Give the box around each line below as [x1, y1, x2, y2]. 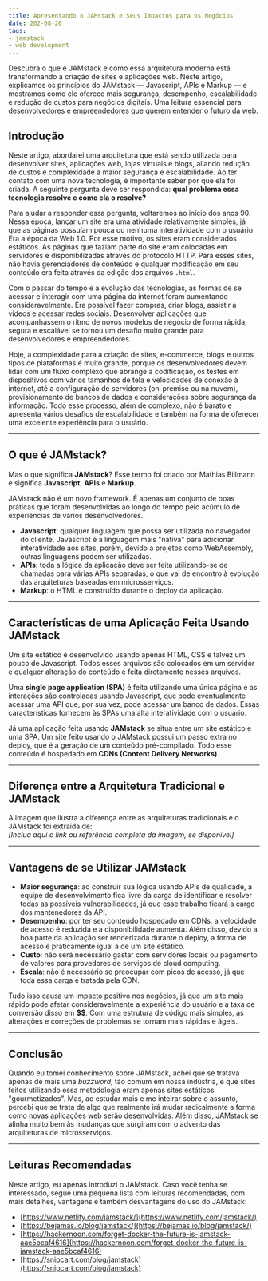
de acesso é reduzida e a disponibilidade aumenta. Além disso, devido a [19, 924, 258, 934]
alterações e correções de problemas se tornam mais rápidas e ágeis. [8, 1016, 238, 1026]
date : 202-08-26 [8, 19, 62, 27]
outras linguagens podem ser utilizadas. [19, 551, 152, 561]
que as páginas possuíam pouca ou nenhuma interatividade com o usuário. [8, 225, 255, 234]
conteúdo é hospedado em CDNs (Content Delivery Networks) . [8, 748, 219, 758]
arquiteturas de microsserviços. [8, 1128, 113, 1137]
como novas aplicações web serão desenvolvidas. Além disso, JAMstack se [8, 1111, 258, 1120]
